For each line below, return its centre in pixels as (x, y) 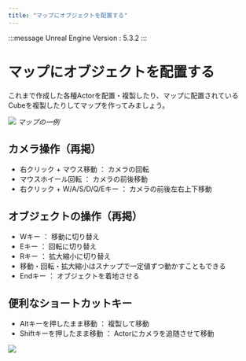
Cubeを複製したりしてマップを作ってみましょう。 (89, 105)
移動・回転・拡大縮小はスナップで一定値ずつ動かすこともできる (123, 266)
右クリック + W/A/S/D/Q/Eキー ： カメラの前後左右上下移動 (116, 189)
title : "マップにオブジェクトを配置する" (68, 15)
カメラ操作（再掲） (55, 149)
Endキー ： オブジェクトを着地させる (79, 276)
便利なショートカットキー (70, 303)
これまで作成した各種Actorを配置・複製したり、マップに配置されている (123, 95)
